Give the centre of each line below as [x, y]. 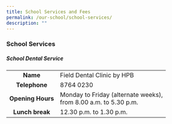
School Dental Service [35, 58]
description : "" [27, 23]
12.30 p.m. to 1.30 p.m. [94, 112]
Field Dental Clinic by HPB [97, 75]
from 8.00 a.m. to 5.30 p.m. [99, 102]
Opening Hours [32, 99]
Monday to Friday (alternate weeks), [111, 95]
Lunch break [31, 112]
